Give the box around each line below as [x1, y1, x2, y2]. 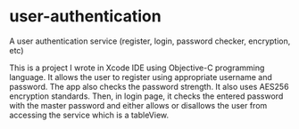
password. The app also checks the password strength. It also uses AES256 [9, 81, 289, 92]
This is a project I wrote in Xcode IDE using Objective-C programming [9, 62, 265, 73]
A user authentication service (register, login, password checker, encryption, [9, 36, 291, 46]
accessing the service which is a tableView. [9, 109, 170, 120]
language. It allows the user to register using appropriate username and [9, 71, 272, 82]
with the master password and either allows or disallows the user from [9, 100, 268, 110]
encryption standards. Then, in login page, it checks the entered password [9, 91, 284, 101]
